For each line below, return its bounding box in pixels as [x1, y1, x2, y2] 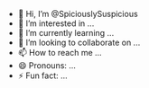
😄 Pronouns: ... [17, 60, 77, 71]
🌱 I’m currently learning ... [17, 28, 115, 38]
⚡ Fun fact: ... [17, 70, 68, 81]
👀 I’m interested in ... [17, 18, 95, 29]
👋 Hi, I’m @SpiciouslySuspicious [17, 9, 138, 19]
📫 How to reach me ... [17, 48, 102, 57]
